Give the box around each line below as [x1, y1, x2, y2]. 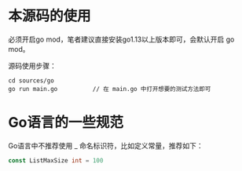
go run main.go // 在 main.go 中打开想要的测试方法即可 [8, 85, 211, 93]
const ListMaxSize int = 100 [8, 156, 104, 165]
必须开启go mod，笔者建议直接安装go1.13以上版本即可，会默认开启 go [8, 35, 235, 44]
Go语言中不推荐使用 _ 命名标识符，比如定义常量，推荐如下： [8, 140, 204, 150]
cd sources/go [8, 76, 55, 85]
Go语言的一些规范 [8, 114, 124, 132]
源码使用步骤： [8, 60, 57, 71]
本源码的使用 [8, 7, 92, 25]
